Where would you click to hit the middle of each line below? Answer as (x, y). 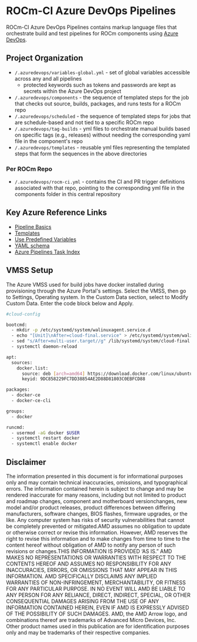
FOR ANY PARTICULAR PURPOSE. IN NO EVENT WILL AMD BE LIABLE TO (96, 588)
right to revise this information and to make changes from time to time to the (98, 538)
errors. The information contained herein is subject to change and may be (95, 488)
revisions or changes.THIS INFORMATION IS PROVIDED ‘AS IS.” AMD (89, 551)
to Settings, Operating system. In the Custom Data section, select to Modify (97, 297)
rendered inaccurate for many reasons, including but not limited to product (96, 495)
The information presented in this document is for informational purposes (95, 476)
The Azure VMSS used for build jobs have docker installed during (85, 284)
